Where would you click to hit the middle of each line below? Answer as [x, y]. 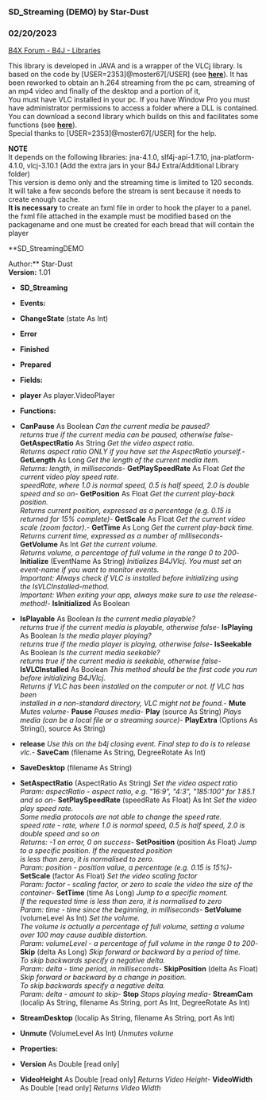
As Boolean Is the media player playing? [86, 636]
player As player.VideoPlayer [67, 396]
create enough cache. [44, 199]
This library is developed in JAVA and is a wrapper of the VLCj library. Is [125, 66]
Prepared [35, 365]
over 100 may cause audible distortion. [84, 935]
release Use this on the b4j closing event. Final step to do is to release [135, 744]
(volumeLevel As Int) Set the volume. [80, 918]
